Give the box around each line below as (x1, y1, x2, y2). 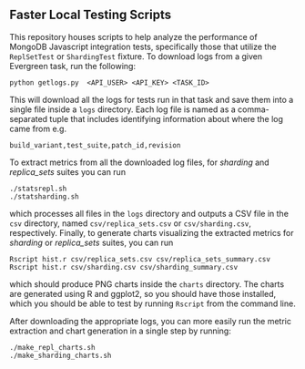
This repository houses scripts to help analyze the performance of (9, 31, 258, 42)
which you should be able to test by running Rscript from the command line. (9, 298, 296, 309)
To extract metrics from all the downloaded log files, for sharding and (9, 157, 270, 168)
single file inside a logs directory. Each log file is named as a (9, 104, 237, 115)
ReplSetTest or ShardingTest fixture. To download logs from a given (9, 50, 262, 62)
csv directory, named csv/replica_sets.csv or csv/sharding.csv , (9, 218, 252, 229)
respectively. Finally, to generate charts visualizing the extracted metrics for (9, 227, 294, 238)
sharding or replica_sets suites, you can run (9, 237, 174, 248)
